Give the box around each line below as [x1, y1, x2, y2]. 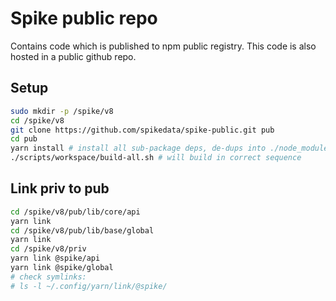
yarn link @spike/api [10, 253, 101, 264]
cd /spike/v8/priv [10, 244, 87, 254]
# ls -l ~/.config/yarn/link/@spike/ [10, 281, 168, 291]
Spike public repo [10, 7, 158, 30]
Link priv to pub [10, 180, 110, 197]
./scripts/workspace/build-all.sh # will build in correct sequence [10, 153, 302, 163]
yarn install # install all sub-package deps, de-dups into [10, 143, 267, 154]
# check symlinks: [10, 272, 87, 282]
